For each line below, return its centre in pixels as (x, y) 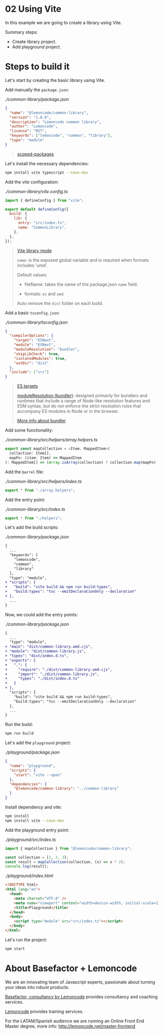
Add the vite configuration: (32, 182)
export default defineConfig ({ (37, 209)
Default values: (32, 275)
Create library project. (34, 41)
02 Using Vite (33, 9)
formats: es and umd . (44, 294)
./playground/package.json (32, 752)
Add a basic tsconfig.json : (32, 313)
